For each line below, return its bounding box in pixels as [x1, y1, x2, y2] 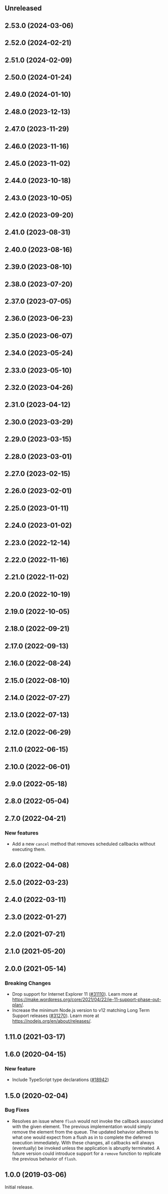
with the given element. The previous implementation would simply [12, 1123, 151, 1130]
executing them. [12, 846, 46, 852]
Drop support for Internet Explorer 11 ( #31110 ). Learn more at [12, 991, 138, 997]
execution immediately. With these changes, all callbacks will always [12, 1139, 155, 1145]
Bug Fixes [5, 1106, 30, 1113]
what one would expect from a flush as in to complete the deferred [12, 1134, 151, 1140]
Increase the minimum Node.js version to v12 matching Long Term [12, 1007, 150, 1014]
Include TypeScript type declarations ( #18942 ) [12, 1077, 109, 1083]
